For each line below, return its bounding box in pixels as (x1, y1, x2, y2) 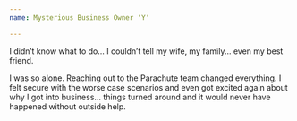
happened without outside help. (9, 100, 127, 112)
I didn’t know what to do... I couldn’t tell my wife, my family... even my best (9, 46, 284, 56)
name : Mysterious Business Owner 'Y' (9, 13, 150, 22)
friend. (9, 55, 34, 65)
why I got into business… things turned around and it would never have (9, 91, 271, 102)
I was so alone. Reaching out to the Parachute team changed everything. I (9, 73, 282, 83)
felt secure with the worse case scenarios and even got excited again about (9, 82, 288, 92)
